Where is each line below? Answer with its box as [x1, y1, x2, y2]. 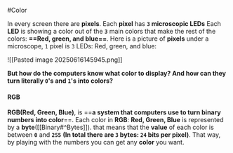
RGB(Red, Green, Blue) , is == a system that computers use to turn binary [7, 108, 221, 117]
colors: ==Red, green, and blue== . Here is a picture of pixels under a [7, 34, 209, 43]
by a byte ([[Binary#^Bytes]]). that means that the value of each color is [7, 123, 214, 132]
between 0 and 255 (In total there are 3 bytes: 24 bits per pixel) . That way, [7, 131, 221, 139]
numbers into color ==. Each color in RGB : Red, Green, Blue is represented [7, 116, 224, 124]
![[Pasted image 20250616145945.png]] [7, 55, 123, 64]
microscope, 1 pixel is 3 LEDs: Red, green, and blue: [7, 42, 157, 50]
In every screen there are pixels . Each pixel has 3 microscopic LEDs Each [7, 20, 221, 27]
